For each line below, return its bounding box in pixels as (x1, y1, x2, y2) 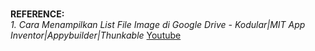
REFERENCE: (10, 8, 65, 20)
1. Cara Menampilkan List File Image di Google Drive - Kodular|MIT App (10, 19, 306, 30)
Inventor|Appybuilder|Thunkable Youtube (10, 29, 182, 41)
